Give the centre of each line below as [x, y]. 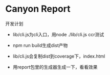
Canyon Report [38, 9]
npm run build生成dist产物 [40, 45]
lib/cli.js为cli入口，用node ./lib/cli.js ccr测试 [58, 34]
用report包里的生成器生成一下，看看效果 [55, 67]
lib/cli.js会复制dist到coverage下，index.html [59, 56]
